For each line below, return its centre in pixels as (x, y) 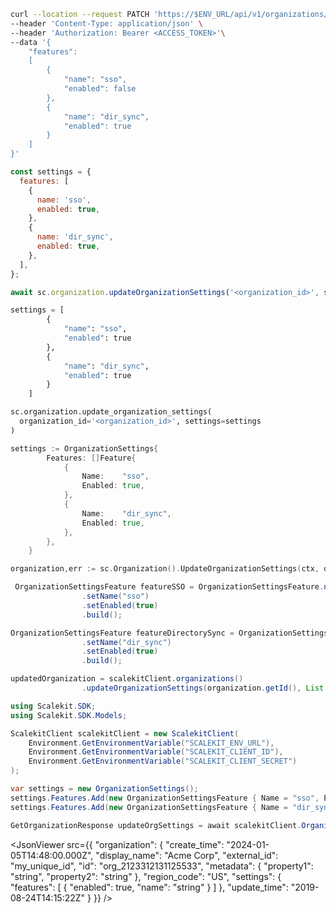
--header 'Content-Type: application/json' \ (106, 23)
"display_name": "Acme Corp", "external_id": (187, 855)
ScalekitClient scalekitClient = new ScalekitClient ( (125, 733)
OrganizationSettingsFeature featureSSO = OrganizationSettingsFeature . (169, 587)
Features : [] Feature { (91, 458)
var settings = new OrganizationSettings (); (104, 789)
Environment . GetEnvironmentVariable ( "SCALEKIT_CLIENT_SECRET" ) (163, 761)
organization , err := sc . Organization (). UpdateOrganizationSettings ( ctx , (165, 569)
